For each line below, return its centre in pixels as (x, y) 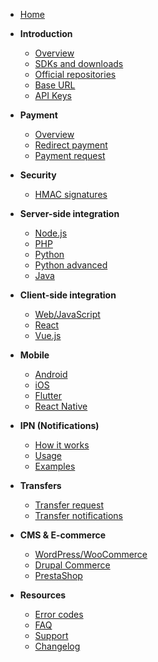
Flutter (48, 395)
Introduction (46, 33)
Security (38, 175)
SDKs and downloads (79, 63)
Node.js (51, 233)
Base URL (55, 85)
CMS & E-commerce (63, 535)
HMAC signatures (71, 194)
